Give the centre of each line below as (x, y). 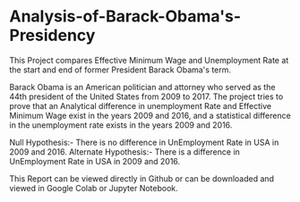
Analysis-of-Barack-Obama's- (125, 17)
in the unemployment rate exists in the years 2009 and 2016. (121, 125)
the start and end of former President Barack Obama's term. (120, 70)
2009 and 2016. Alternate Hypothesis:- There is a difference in (124, 151)
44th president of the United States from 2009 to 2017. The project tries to (146, 97)
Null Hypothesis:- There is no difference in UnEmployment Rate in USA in (144, 142)
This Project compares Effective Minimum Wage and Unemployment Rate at (149, 60)
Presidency (52, 35)
